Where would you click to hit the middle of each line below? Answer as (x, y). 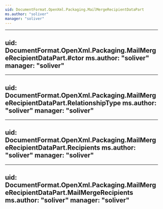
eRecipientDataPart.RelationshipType (63, 103)
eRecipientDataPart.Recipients (53, 148)
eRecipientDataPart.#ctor (45, 58)
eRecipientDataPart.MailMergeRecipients (69, 193)
